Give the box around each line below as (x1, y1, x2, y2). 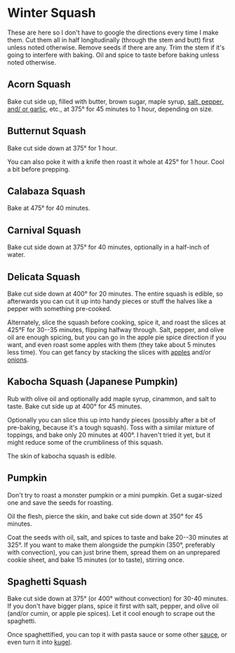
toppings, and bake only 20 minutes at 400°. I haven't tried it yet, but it (7, 431, 211, 439)
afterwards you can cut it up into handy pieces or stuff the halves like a (7, 297, 213, 305)
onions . (7, 355, 29, 364)
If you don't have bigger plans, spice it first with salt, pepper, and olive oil (7, 602, 219, 610)
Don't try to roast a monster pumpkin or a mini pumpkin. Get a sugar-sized (7, 490, 222, 499)
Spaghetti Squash (7, 576, 88, 588)
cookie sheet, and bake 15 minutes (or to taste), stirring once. (7, 555, 184, 564)
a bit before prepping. (7, 165, 70, 173)
